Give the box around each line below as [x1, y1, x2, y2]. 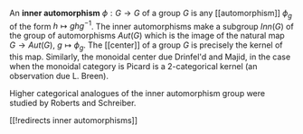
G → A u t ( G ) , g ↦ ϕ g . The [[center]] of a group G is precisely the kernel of [9, 40, 283, 53]
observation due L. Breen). [9, 71, 109, 82]
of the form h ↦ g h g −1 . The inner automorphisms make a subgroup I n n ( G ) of [9, 19, 294, 31]
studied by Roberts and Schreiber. [9, 98, 137, 109]
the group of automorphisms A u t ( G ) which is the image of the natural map [9, 31, 285, 41]
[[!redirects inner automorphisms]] [9, 115, 138, 126]
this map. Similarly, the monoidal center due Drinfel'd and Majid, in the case [9, 51, 291, 62]
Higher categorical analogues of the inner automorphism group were [9, 88, 265, 99]
